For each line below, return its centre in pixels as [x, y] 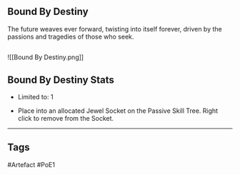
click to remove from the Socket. [66, 119]
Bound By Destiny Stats [61, 80]
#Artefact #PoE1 [31, 164]
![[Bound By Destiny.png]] [46, 57]
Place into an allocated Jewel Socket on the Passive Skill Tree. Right [118, 111]
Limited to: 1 [35, 97]
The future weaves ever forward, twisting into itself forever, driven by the [115, 29]
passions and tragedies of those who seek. [71, 36]
